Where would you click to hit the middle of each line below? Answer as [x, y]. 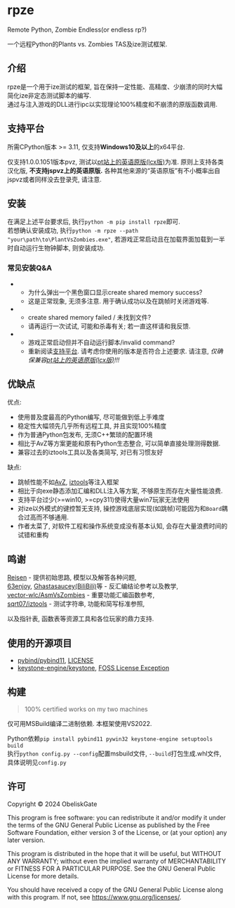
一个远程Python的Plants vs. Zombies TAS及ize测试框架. [87, 44]
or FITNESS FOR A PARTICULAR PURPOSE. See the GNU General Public [112, 868]
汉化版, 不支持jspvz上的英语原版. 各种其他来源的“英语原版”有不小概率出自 [114, 170]
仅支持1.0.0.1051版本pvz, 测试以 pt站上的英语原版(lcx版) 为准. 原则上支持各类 [116, 162]
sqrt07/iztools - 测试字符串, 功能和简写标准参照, [76, 604]
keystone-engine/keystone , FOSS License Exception [93, 668]
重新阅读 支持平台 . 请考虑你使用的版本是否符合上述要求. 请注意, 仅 [122, 351]
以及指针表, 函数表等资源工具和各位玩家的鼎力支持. [81, 619]
